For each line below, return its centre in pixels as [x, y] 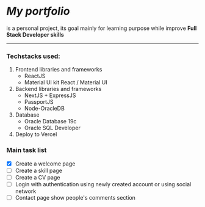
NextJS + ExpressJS [50, 95]
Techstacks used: [33, 56]
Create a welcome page [45, 164]
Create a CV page [38, 177]
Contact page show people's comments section [75, 197]
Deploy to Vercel [36, 134]
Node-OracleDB [45, 109]
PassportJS [39, 102]
